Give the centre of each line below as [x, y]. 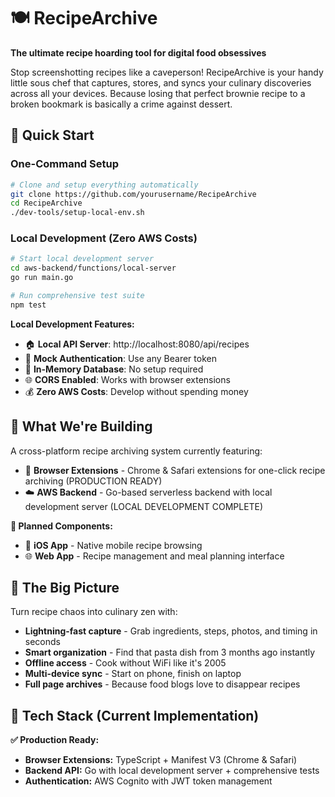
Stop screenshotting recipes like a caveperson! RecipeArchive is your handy [167, 72]
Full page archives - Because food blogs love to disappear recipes [162, 684]
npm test [28, 305]
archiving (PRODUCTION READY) [93, 481]
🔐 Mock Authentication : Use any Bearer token [120, 358]
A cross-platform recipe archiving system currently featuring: [136, 451]
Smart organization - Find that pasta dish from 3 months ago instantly [170, 652]
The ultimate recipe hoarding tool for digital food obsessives [138, 52]
